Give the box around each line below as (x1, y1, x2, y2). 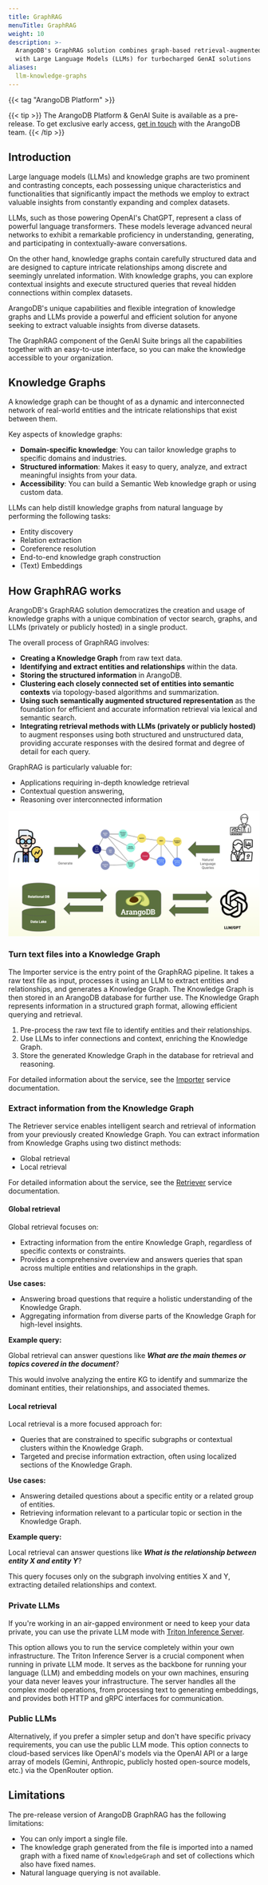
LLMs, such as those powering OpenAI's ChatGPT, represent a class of (8, 213, 242, 222)
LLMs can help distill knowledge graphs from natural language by (8, 503, 223, 513)
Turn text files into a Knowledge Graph (8, 948, 161, 960)
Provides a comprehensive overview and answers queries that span (19, 1255, 243, 1264)
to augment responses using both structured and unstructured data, (19, 730, 244, 740)
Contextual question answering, (19, 786, 125, 796)
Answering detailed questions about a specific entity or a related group (19, 1492, 254, 1501)
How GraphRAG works (8, 584, 122, 597)
